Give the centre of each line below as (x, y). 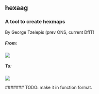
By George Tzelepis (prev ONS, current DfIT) (50, 32)
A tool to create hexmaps (35, 22)
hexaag (16, 8)
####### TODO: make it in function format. (49, 87)
